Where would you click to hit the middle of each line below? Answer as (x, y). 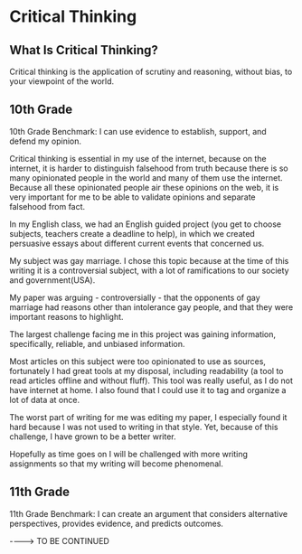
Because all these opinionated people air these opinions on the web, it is (144, 187)
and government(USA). (52, 280)
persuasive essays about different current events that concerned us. (137, 243)
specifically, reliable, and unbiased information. (97, 343)
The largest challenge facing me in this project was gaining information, (143, 334)
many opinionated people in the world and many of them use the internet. (146, 177)
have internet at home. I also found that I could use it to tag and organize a (148, 390)
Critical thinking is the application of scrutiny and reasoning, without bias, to (151, 71)
